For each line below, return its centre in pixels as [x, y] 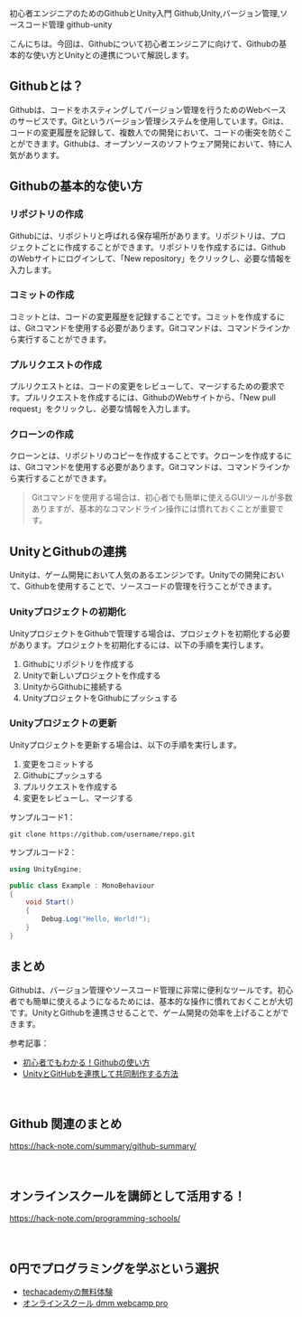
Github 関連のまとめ [66, 1124]
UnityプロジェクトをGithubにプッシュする [100, 698]
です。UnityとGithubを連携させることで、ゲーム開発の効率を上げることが [145, 1012]
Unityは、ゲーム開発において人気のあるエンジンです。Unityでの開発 [135, 575]
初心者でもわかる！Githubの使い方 [86, 1062]
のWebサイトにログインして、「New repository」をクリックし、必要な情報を [151, 258]
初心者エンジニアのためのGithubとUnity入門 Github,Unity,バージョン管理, [145, 13]
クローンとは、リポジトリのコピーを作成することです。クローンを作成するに [151, 456]
